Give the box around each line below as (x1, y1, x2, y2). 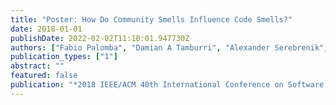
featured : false (10, 71, 78, 81)
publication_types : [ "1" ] (10, 52, 118, 62)
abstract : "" (10, 61, 65, 71)
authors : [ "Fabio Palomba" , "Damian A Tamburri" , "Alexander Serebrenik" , (10, 42, 329, 53)
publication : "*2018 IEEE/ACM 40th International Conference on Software (10, 80, 325, 90)
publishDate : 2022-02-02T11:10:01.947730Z (10, 33, 190, 43)
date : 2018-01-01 (10, 24, 83, 34)
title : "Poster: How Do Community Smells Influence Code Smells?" (10, 14, 293, 25)
